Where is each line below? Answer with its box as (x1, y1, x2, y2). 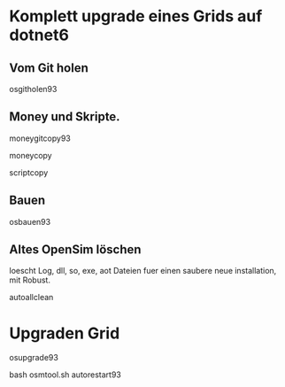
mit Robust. (9, 275, 51, 285)
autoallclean (9, 292, 54, 303)
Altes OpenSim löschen (9, 242, 142, 258)
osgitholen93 (9, 84, 58, 94)
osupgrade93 (9, 352, 59, 363)
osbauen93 (9, 216, 51, 227)
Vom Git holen (9, 60, 89, 75)
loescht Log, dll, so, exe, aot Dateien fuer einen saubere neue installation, (9, 266, 277, 276)
